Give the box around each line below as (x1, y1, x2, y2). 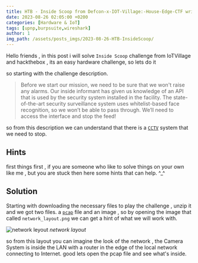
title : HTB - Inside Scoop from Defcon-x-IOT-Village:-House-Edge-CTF (6, 8, 183, 15)
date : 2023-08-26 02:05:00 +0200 (6, 14, 88, 20)
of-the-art (20, 100, 45, 107)
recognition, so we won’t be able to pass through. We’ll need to (20, 107, 174, 113)
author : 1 (6, 31, 31, 37)
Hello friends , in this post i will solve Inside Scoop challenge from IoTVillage (6, 52, 192, 59)
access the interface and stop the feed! (20, 113, 117, 120)
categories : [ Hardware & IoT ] (6, 19, 81, 25)
